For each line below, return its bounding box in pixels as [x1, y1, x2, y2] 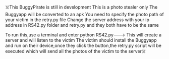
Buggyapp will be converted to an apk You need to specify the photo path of [5, 12, 164, 17]
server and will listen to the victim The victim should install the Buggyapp [5, 37, 157, 43]
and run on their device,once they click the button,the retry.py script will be [5, 42, 161, 48]
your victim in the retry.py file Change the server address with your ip [5, 17, 150, 23]
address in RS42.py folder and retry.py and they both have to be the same [5, 22, 159, 28]
